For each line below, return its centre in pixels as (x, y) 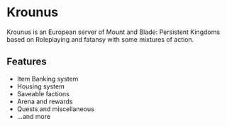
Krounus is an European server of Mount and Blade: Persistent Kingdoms (113, 32)
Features (27, 62)
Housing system (40, 86)
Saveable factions (43, 93)
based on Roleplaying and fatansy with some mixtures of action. (100, 39)
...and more (34, 116)
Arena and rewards (45, 101)
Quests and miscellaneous (56, 109)
